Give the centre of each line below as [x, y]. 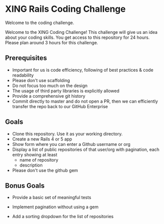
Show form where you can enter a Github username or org [71, 144]
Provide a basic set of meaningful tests [52, 197]
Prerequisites [26, 58]
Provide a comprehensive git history [49, 96]
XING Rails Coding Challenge [66, 9]
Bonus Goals [25, 185]
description [31, 165]
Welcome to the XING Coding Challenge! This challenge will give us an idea [82, 32]
